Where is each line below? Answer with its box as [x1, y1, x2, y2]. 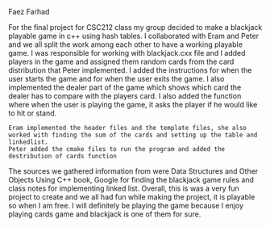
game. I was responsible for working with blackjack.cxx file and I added [8, 48, 246, 57]
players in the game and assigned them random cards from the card [8, 57, 235, 66]
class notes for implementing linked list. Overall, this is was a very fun [8, 183, 239, 193]
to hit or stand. [8, 108, 57, 118]
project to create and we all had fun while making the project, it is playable [8, 192, 255, 201]
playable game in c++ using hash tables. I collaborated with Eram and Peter [8, 32, 260, 40]
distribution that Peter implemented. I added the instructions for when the [8, 65, 252, 75]
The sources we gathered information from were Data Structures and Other [8, 166, 259, 176]
